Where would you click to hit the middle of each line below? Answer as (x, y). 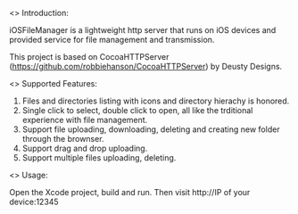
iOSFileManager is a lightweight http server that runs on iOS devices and (143, 30)
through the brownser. (63, 139)
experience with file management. (85, 120)
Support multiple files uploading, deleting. (99, 158)
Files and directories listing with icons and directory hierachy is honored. (156, 101)
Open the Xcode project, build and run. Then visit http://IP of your (130, 192)
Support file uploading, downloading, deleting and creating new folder (151, 129)
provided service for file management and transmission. (112, 40)
